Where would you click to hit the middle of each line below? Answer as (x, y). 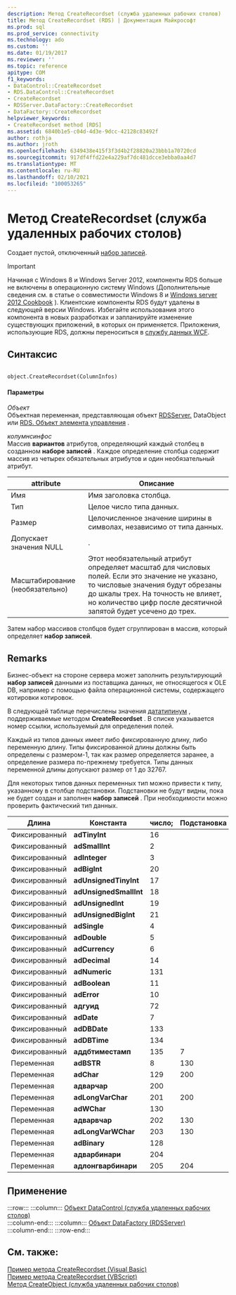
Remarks (27, 658)
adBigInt (88, 869)
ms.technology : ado (36, 40)
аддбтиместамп (102, 1052)
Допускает (29, 538)
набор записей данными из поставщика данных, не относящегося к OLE (117, 683)
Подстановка (203, 823)
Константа (109, 823)
